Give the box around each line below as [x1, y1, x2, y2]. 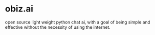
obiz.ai [5, 3, 33, 14]
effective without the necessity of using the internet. [5, 24, 111, 30]
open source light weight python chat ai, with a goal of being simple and [5, 19, 151, 25]
